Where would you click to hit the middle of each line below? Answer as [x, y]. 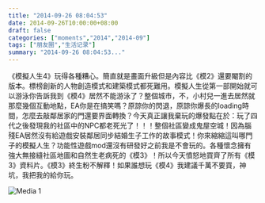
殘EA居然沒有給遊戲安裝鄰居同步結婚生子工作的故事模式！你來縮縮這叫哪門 [131, 135]
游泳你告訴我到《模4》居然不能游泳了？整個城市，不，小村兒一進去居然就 [135, 96]
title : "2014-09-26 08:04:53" [58, 15]
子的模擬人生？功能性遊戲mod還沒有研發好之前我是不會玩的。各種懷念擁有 [130, 145]
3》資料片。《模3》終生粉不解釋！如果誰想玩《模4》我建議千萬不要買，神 [127, 165]
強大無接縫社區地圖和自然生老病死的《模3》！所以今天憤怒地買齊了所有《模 [132, 155]
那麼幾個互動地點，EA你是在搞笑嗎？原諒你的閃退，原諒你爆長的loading [125, 105]
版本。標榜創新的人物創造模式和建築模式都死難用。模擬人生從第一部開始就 [129, 86]
